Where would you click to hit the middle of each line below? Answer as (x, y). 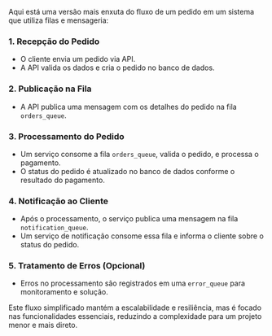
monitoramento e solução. (64, 292)
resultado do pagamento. (63, 180)
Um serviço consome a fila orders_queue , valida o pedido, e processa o (139, 154)
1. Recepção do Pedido (54, 41)
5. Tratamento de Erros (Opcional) (77, 266)
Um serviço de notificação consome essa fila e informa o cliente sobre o (142, 236)
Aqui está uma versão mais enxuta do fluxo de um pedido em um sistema (132, 12)
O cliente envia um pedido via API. (78, 59)
